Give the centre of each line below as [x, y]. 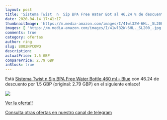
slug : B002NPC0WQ [23, 46]
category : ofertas [24, 38]
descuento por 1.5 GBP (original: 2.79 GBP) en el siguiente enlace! [73, 84]
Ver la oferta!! [19, 103]
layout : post [19, 10]
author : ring [19, 42]
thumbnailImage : [22, 23]
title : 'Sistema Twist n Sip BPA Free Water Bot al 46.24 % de [74, 14]
